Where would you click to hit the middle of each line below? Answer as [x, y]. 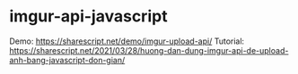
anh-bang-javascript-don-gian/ [67, 60]
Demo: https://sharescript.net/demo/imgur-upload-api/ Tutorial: [127, 41]
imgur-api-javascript [88, 16]
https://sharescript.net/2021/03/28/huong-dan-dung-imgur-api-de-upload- [149, 50]
